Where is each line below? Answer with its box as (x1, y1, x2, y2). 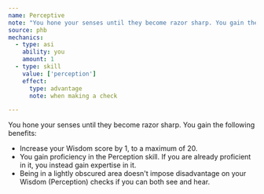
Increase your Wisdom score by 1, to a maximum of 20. (19, 144, 198, 153)
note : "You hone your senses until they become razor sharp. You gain (8, 19, 244, 27)
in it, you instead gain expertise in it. (19, 160, 137, 170)
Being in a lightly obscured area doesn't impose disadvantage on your (19, 169, 247, 178)
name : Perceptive (8, 11, 65, 20)
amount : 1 (22, 56, 55, 64)
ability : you (22, 48, 65, 56)
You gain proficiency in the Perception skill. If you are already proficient (19, 152, 251, 162)
